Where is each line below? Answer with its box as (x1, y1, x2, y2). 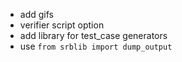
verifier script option (19, 19, 105, 31)
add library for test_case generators (19, 30, 168, 41)
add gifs (19, 9, 54, 20)
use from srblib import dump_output (19, 40, 173, 52)
